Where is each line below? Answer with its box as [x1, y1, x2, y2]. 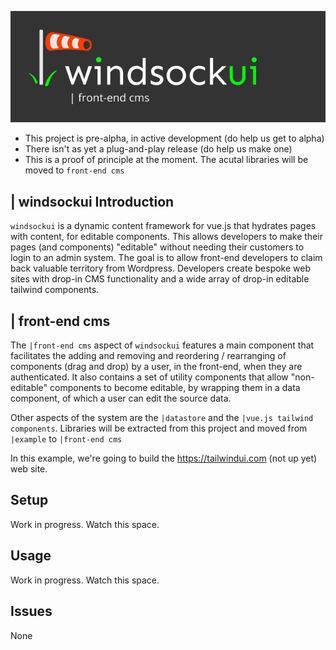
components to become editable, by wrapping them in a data [49, 382, 301, 394]
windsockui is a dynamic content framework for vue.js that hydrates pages [10, 220, 317, 232]
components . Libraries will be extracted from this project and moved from [10, 422, 308, 435]
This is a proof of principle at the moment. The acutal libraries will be [24, 154, 309, 166]
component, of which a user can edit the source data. [10, 392, 232, 405]
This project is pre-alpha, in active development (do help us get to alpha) [24, 132, 325, 145]
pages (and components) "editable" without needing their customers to [10, 241, 305, 253]
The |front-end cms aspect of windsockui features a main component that [10, 339, 315, 351]
